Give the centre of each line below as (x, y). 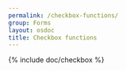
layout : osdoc (32, 30)
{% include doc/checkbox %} (56, 60)
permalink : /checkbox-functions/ (63, 15)
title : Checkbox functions (53, 37)
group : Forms (30, 23)
